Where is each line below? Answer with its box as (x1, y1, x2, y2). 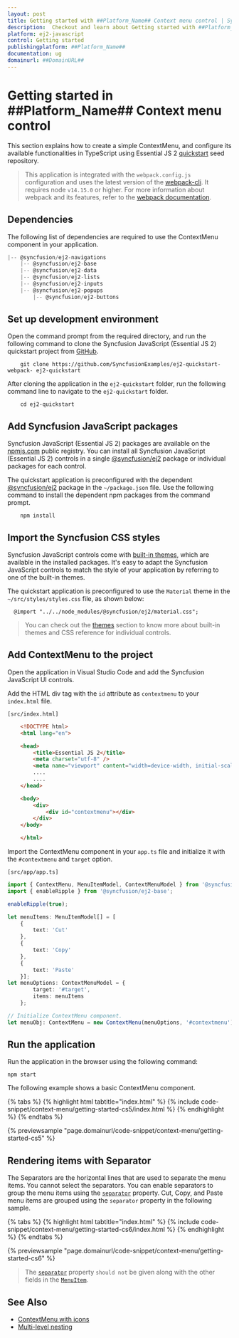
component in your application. (7, 240, 99, 249)
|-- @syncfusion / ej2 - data (20, 267, 97, 274)
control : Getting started (7, 37, 84, 44)
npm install (20, 512, 55, 520)
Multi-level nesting (17, 1322, 73, 1332)
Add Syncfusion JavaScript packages (7, 420, 179, 432)
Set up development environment (7, 313, 159, 325)
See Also (7, 1296, 48, 1308)
